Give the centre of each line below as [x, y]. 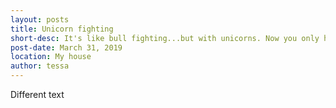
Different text [37, 94]
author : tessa [40, 66]
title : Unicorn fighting [62, 29]
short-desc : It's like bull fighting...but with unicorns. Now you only [165, 38]
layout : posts [40, 19]
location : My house [51, 57]
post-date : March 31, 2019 [66, 47]
